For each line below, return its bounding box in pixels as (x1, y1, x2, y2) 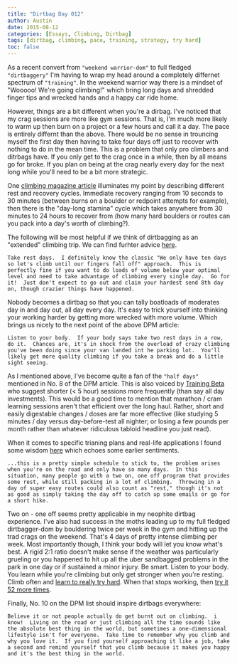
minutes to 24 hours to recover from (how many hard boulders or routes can (7, 211, 231, 220)
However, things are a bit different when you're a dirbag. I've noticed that (7, 107, 221, 115)
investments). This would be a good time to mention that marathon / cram (7, 394, 222, 403)
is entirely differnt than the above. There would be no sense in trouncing (7, 130, 219, 138)
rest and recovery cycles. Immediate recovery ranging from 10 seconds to (7, 189, 224, 197)
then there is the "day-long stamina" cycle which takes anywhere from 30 (7, 204, 223, 212)
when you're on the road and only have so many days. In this (7, 466, 199, 473)
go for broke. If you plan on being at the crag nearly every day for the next (7, 160, 225, 168)
